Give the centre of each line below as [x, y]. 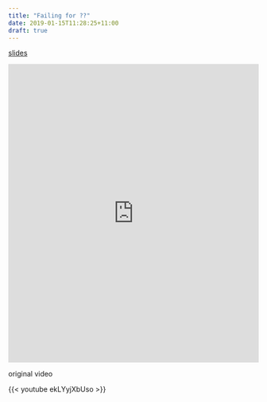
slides [18, 53]
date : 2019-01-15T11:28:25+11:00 [64, 23]
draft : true [28, 30]
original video [31, 374]
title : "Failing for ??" [49, 16]
